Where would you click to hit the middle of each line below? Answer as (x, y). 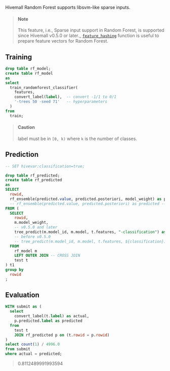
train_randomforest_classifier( (44, 88)
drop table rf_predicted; (32, 175)
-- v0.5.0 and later (36, 227)
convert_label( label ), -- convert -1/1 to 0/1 (65, 97)
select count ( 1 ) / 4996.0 (32, 345)
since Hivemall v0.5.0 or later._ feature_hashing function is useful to (88, 36)
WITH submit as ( (24, 307)
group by (14, 270)
